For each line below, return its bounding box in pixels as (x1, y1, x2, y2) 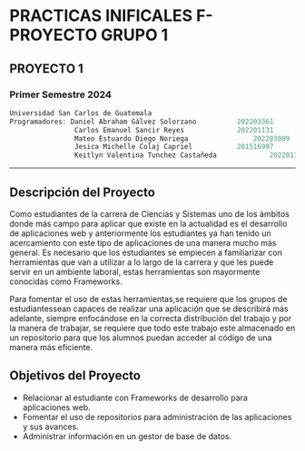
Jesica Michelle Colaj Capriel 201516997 (74, 142, 274, 152)
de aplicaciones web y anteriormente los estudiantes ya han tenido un (9, 228, 271, 239)
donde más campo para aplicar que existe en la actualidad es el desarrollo (9, 218, 288, 229)
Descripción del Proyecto (9, 184, 156, 200)
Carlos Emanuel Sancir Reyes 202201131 (74, 125, 274, 134)
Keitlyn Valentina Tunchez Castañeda (74, 151, 218, 160)
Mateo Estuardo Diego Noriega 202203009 (74, 133, 290, 143)
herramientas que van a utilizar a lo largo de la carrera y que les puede (9, 256, 274, 268)
